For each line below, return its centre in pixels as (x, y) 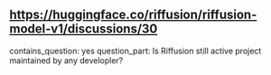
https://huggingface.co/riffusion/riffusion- (133, 15)
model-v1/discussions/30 (84, 29)
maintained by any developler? (66, 60)
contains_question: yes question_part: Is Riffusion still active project (135, 51)
